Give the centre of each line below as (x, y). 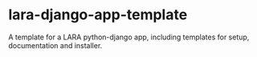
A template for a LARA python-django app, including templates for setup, (129, 37)
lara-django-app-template (98, 15)
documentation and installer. (55, 45)
